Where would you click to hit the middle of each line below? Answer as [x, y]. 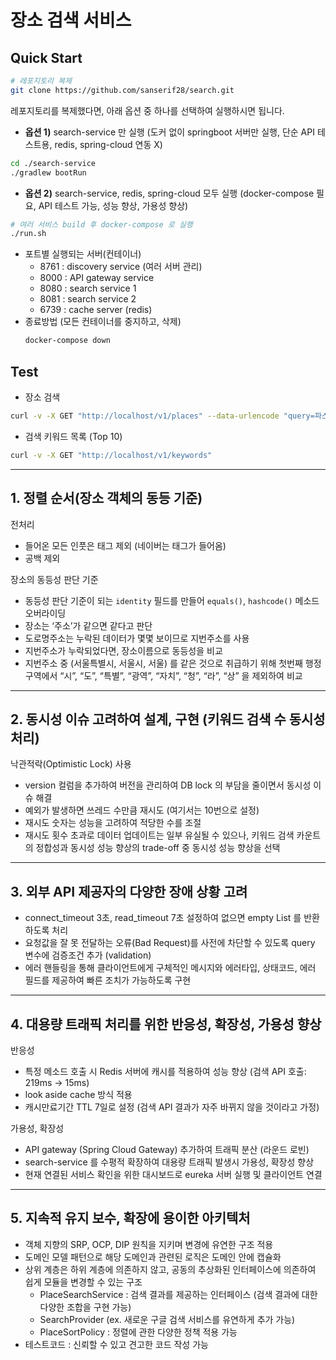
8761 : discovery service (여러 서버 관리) [121, 267]
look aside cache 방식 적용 [78, 1094]
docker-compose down [67, 341]
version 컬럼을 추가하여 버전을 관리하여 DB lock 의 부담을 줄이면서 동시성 [168, 785]
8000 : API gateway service [97, 278]
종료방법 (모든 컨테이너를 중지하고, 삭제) [103, 322]
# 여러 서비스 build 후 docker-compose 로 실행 [101, 224]
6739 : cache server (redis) [96, 310]
